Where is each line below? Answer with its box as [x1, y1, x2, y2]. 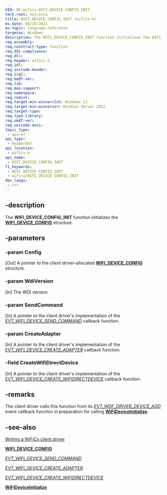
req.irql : [5, 72, 26, 77]
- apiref [7, 132, 26, 137]
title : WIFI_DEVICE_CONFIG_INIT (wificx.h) [5, 16, 97, 21]
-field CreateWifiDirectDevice [5, 359, 79, 366]
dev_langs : [5, 178, 28, 183]
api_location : [5, 146, 35, 151]
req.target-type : [5, 109, 41, 114]
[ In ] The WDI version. [5, 289, 49, 295]
